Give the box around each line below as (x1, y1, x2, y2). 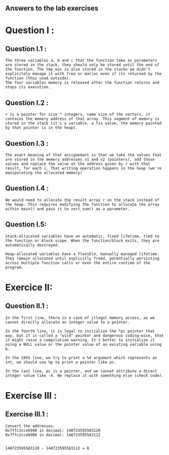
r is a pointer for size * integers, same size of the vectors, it (5, 112, 151, 117)
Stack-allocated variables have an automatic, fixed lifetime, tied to (5, 234, 159, 239)
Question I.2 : (5, 99, 49, 107)
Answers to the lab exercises (5, 4, 99, 13)
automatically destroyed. (5, 242, 60, 248)
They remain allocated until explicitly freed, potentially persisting (5, 256, 159, 261)
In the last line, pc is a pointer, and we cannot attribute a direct (5, 368, 157, 374)
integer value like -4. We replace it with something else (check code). (5, 373, 164, 378)
